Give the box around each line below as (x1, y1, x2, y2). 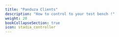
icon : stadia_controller (5, 25, 56, 30)
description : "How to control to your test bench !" (5, 12, 115, 16)
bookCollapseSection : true (5, 20, 60, 25)
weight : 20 (5, 16, 27, 21)
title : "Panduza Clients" (5, 7, 58, 12)
